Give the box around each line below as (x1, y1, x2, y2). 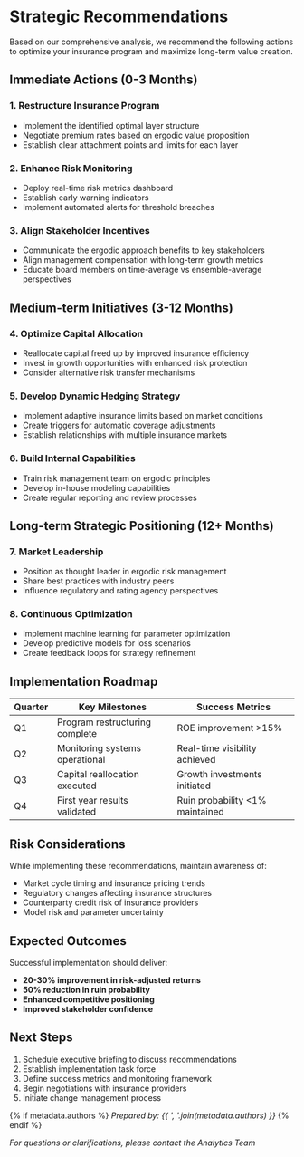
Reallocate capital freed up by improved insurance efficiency (22, 347, 250, 359)
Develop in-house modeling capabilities (22, 482, 171, 493)
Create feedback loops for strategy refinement (22, 648, 196, 659)
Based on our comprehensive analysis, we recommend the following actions (9, 36, 294, 47)
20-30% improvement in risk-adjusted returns (22, 974, 202, 985)
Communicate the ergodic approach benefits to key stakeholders (22, 245, 265, 256)
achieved (176, 754, 216, 767)
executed (57, 779, 97, 792)
